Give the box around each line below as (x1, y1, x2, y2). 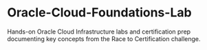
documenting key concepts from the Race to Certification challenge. (7, 34, 201, 42)
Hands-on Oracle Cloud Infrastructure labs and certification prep (7, 27, 191, 36)
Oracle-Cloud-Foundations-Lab (7, 5, 192, 21)
